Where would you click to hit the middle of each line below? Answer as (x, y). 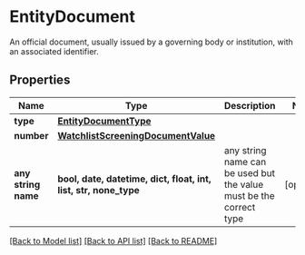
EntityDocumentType (104, 121)
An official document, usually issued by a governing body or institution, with (151, 42)
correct (240, 207)
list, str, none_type (99, 190)
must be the (249, 195)
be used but (249, 172)
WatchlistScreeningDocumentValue (137, 135)
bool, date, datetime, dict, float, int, (134, 179)
